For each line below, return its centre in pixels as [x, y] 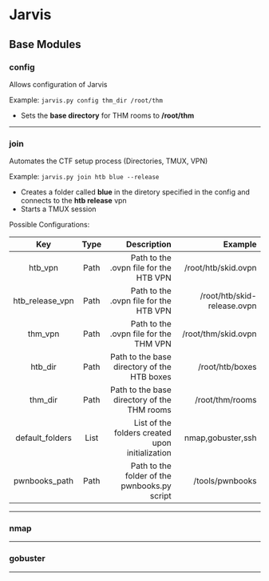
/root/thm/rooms [226, 400]
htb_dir [44, 367]
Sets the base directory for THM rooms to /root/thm [107, 115]
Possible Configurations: [49, 225]
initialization [149, 453]
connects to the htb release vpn [73, 201]
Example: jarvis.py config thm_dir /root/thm [86, 100]
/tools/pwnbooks [225, 481]
